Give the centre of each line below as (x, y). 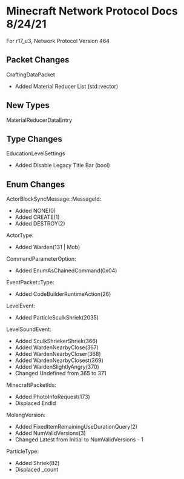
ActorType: (20, 235)
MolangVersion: (26, 415)
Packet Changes (38, 60)
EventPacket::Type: (30, 283)
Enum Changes (36, 184)
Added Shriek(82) (37, 463)
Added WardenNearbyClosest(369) (59, 360)
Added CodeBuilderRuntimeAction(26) (63, 294)
